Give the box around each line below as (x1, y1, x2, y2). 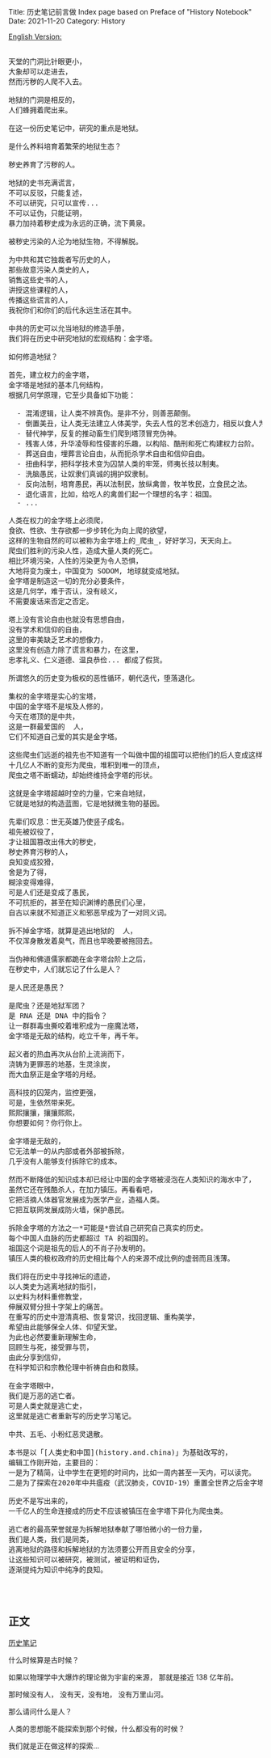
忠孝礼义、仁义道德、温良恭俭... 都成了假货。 (8, 656, 167, 665)
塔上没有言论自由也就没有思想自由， (8, 615, 129, 624)
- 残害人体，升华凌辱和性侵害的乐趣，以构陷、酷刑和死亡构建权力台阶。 (16, 439, 259, 448)
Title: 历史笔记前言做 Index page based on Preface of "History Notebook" (8, 7, 252, 16)
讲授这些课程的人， (8, 285, 73, 294)
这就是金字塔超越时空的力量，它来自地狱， (8, 789, 150, 798)
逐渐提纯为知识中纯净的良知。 (8, 1566, 107, 1574)
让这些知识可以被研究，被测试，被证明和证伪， (8, 1555, 164, 1564)
